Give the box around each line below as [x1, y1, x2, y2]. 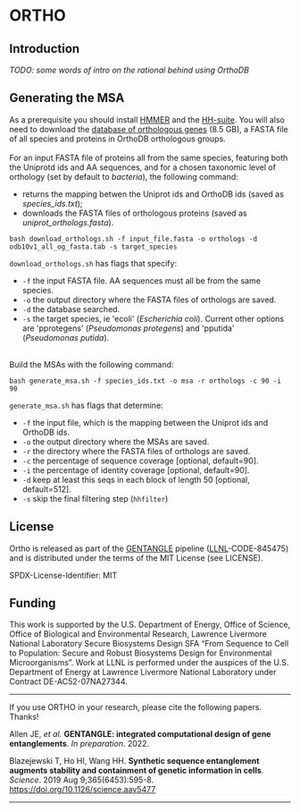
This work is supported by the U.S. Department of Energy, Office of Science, [9, 619, 291, 630]
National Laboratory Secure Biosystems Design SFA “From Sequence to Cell [9, 639, 289, 649]
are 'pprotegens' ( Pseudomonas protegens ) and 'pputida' [21, 323, 235, 334]
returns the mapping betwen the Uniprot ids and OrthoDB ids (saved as [21, 189, 284, 199]
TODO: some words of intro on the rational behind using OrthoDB [9, 64, 250, 75]
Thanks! [9, 712, 39, 723]
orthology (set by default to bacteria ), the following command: [9, 171, 238, 182]
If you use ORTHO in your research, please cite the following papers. [9, 702, 262, 713]
